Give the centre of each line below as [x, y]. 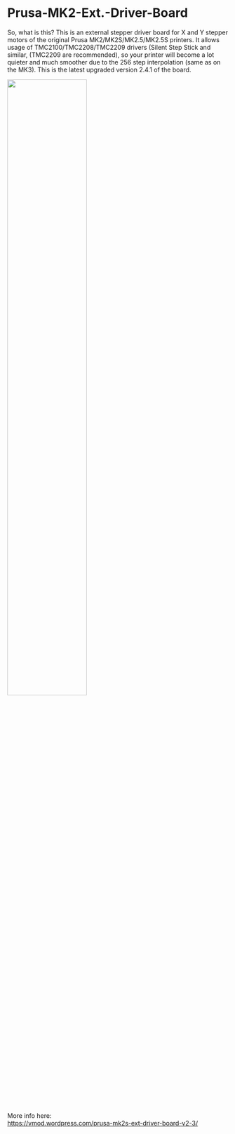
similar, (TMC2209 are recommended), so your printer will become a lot [111, 55]
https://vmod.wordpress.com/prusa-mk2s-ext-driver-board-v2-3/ [103, 1123]
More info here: [29, 1115]
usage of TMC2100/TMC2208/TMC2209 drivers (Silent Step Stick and [109, 47]
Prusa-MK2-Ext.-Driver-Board [98, 13]
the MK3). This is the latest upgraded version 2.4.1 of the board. [99, 69]
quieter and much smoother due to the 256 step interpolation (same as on [114, 62]
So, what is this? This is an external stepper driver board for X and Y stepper [117, 32]
